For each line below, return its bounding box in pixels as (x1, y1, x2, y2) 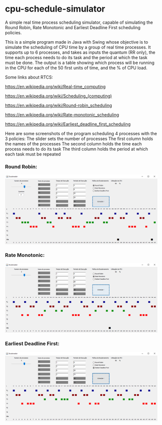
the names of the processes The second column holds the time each (5, 141, 142, 146)
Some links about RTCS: (5, 74, 53, 80)
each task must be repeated (5, 151, 61, 157)
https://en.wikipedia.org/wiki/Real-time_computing (5, 83, 106, 89)
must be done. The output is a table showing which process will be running (5, 60, 155, 65)
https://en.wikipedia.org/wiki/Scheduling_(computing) (5, 93, 112, 99)
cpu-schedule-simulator (5, 3, 105, 15)
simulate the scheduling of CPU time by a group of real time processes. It (5, 44, 151, 50)
